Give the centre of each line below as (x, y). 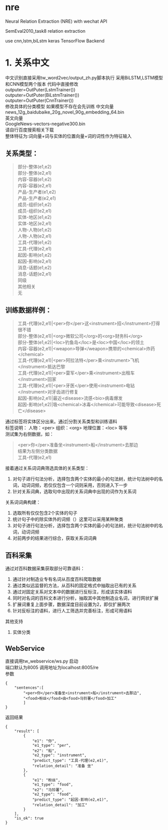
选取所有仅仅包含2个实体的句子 (45, 513)
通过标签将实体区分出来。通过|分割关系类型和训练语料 (61, 421)
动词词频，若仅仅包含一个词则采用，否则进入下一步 (74, 485)
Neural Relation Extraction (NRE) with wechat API (56, 21)
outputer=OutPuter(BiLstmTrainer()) (42, 95)
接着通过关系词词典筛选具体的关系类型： (47, 468)
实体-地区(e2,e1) (35, 223)
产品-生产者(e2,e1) (37, 198)
